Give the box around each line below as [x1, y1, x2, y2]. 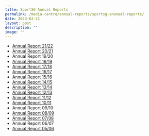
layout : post [5, 20, 32, 26]
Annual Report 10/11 [12, 100, 52, 105]
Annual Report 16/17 [12, 69, 52, 74]
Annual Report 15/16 [12, 74, 52, 80]
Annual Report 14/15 [12, 79, 52, 85]
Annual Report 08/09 [12, 110, 54, 116]
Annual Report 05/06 [12, 126, 54, 131]
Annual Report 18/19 [12, 59, 52, 64]
